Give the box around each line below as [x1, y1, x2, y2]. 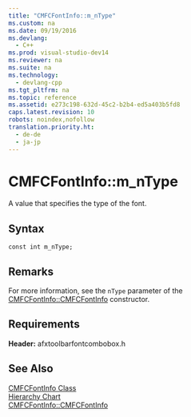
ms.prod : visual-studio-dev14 [8, 49, 109, 57]
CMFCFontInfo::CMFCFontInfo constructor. [8, 295, 150, 304]
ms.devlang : [8, 34, 48, 42]
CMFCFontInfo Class [8, 383, 77, 392]
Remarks [8, 264, 54, 278]
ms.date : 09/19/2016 [8, 26, 78, 34]
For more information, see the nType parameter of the [8, 286, 183, 296]
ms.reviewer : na [8, 57, 62, 65]
